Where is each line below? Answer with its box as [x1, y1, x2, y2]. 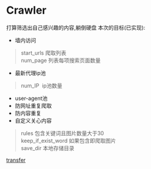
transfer [6, 156, 26, 164]
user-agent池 [14, 95, 48, 102]
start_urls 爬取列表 [20, 49, 67, 57]
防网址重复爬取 [14, 102, 52, 109]
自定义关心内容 [14, 117, 52, 124]
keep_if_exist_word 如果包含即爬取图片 [20, 137, 116, 144]
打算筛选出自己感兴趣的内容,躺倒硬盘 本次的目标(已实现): [6, 24, 146, 31]
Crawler [6, 4, 47, 17]
